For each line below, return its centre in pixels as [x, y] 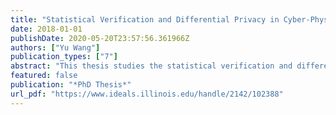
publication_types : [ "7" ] [64, 57]
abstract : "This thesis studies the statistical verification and [151, 66]
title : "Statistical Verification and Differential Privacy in [145, 19]
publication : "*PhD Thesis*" [71, 85]
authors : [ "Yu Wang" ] [55, 47]
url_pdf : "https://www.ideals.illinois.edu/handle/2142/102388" [147, 94]
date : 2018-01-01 [46, 29]
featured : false [44, 76]
